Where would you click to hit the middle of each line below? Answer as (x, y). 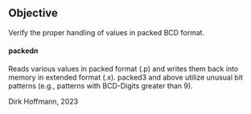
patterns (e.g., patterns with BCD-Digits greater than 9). (101, 86)
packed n (23, 51)
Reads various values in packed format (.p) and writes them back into (123, 69)
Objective (33, 13)
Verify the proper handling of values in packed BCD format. (107, 32)
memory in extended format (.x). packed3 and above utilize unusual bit (126, 77)
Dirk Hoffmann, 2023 (43, 102)
